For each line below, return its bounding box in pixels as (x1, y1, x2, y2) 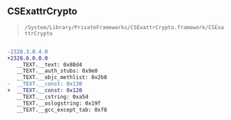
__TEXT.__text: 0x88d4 (16, 61, 82, 68)
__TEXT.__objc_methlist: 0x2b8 (16, 74, 108, 81)
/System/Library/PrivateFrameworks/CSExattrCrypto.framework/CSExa (24, 24, 224, 31)
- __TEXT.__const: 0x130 (7, 80, 82, 87)
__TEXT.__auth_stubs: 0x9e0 (16, 67, 98, 75)
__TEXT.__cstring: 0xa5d (16, 93, 89, 100)
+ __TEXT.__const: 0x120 (7, 87, 82, 94)
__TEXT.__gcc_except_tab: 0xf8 (16, 106, 108, 113)
